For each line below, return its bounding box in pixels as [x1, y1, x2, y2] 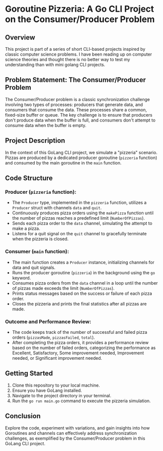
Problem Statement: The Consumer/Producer [5, 76, 146, 84]
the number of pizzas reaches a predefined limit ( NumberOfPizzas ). [12, 215, 145, 221]
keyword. [12, 275, 31, 281]
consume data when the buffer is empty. [5, 122, 87, 128]
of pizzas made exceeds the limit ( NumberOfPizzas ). [12, 285, 115, 291]
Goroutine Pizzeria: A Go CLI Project [5, 3, 154, 15]
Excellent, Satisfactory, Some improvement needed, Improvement [12, 350, 144, 356]
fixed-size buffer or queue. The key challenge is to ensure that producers [5, 112, 153, 118]
